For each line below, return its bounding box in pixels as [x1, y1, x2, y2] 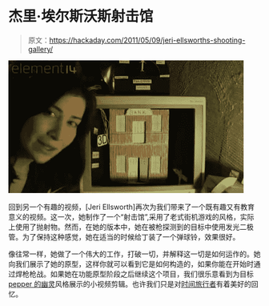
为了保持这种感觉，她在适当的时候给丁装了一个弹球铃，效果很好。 [22, 232, 240, 241]
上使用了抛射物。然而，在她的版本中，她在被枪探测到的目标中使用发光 [8, 222, 240, 232]
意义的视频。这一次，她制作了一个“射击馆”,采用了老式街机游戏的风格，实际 [8, 211, 255, 221]
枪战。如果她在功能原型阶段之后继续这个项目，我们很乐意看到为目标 [29, 269, 254, 279]
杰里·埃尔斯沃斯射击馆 [8, 7, 154, 26]
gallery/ [27, 44, 54, 54]
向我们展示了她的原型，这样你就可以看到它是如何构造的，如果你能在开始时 [8, 259, 254, 268]
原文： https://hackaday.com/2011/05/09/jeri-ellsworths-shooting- [27, 35, 246, 45]
